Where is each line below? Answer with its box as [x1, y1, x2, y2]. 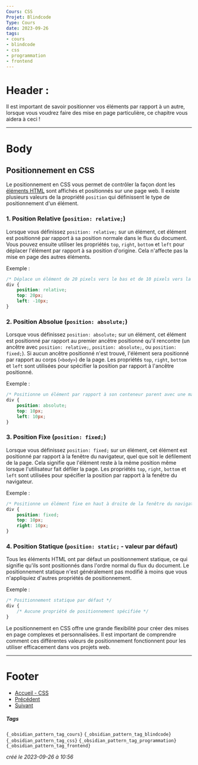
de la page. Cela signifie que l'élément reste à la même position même [6, 459, 177, 466]
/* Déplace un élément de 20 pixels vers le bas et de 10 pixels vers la [6, 276, 192, 282]
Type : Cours [6, 20, 35, 25]
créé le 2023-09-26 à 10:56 [6, 753, 74, 760]
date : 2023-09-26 [6, 25, 49, 31]
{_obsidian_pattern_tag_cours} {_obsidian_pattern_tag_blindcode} [6, 731, 171, 737]
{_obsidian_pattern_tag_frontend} [6, 743, 91, 748]
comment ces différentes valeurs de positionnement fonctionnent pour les [6, 637, 186, 644]
